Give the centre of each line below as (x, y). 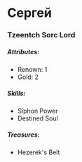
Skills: (16, 93)
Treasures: (23, 135)
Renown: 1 (32, 70)
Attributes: (23, 51)
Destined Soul (37, 118)
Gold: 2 (28, 77)
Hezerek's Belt (39, 152)
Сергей (30, 13)
